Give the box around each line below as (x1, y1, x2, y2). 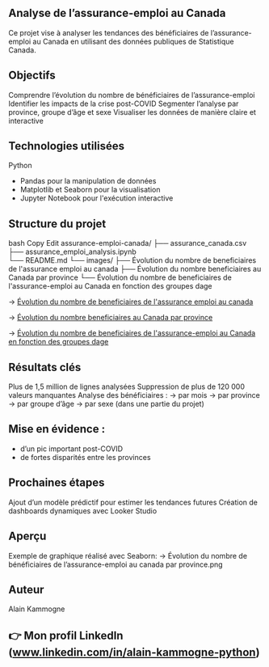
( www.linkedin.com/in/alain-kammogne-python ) (8, 645, 260, 659)
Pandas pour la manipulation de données (19, 176, 157, 186)
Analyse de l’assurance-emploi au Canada (8, 6, 226, 20)
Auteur (8, 582, 44, 597)
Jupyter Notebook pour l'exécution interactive (19, 193, 174, 203)
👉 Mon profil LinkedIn (8, 628, 124, 642)
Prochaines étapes (8, 476, 105, 490)
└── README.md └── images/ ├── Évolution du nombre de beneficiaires (8, 255, 257, 265)
